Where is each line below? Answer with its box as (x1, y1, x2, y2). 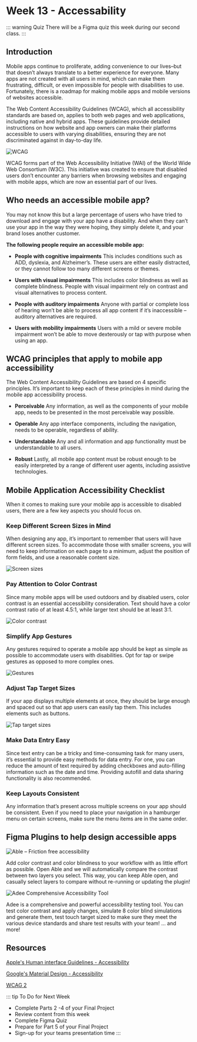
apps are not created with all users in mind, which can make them (6, 75, 165, 82)
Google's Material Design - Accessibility (6, 970, 103, 977)
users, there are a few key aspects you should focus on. (6, 507, 142, 514)
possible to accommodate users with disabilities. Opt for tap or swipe (6, 652, 174, 659)
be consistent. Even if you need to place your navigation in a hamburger (6, 809, 181, 816)
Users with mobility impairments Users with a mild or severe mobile (14, 324, 182, 331)
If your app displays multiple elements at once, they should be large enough (6, 697, 190, 704)
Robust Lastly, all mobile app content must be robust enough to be (14, 455, 176, 463)
